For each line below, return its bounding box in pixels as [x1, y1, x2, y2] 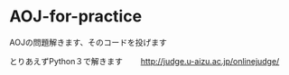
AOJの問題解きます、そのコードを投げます [9, 37, 167, 47]
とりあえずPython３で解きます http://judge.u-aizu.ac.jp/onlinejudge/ [9, 55, 280, 66]
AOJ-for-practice [9, 6, 143, 27]
